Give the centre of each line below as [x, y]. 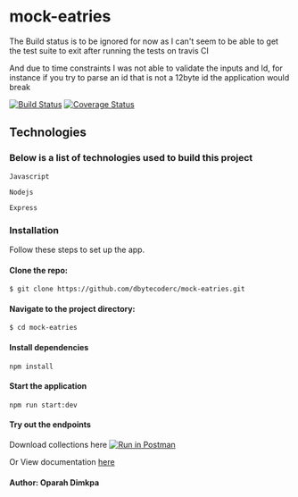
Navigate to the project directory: [72, 308]
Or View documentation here [62, 461]
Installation [34, 230]
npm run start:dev [43, 405]
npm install [31, 366]
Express [24, 207]
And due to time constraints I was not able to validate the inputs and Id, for [146, 68]
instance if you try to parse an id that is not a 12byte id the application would [149, 77]
